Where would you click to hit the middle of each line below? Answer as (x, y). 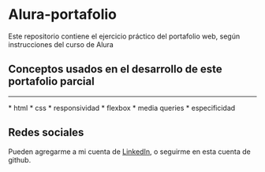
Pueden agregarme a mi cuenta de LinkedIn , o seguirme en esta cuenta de (129, 152)
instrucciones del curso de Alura (61, 44)
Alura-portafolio (62, 15)
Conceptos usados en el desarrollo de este (115, 70)
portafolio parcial (51, 81)
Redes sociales (46, 132)
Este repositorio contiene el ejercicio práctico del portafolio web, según (124, 36)
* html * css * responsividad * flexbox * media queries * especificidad (122, 108)
